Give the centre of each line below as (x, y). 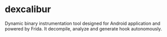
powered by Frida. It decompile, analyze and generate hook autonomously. (83, 28)
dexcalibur (28, 9)
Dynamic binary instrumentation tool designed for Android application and (82, 23)
